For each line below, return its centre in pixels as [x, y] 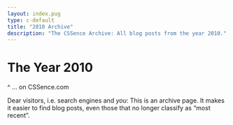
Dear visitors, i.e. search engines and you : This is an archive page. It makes [116, 101]
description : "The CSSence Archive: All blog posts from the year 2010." [117, 33]
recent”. [19, 115]
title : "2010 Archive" [40, 27]
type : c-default [31, 20]
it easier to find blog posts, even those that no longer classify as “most [109, 108]
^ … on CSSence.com [38, 87]
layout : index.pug [34, 14]
